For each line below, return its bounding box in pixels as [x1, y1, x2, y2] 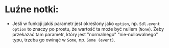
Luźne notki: [5, 4, 59, 15]
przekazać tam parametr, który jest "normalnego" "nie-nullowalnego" [12, 31, 159, 37]
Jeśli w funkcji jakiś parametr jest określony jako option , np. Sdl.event [12, 20, 160, 27]
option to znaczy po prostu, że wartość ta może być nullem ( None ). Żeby [12, 26, 164, 32]
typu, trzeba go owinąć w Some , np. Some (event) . [12, 37, 116, 43]
